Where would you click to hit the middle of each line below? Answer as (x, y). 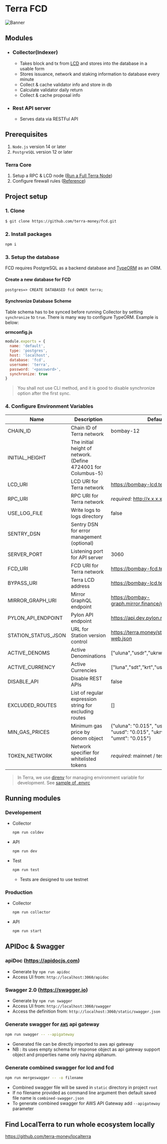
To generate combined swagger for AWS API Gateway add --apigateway (86, 1104)
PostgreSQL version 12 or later (42, 152)
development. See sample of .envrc (54, 783)
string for (82, 705)
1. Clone (15, 211)
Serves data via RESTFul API (49, 119)
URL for (80, 629)
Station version (88, 635)
